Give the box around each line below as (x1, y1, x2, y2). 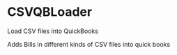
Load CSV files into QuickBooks (7, 27, 99, 35)
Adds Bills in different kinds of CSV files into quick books (7, 40, 171, 48)
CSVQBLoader (7, 4, 93, 20)
